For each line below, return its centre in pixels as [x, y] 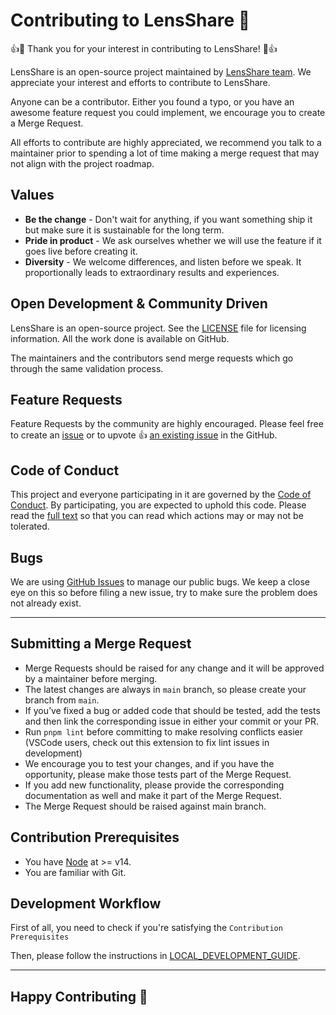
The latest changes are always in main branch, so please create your [165, 689]
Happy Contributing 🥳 [79, 996]
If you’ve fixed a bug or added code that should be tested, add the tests [172, 710]
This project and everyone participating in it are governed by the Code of [161, 495]
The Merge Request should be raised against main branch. [145, 806]
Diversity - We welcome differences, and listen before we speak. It [163, 261]
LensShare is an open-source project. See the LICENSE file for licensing [158, 328]
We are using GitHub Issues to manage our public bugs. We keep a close [160, 582]
